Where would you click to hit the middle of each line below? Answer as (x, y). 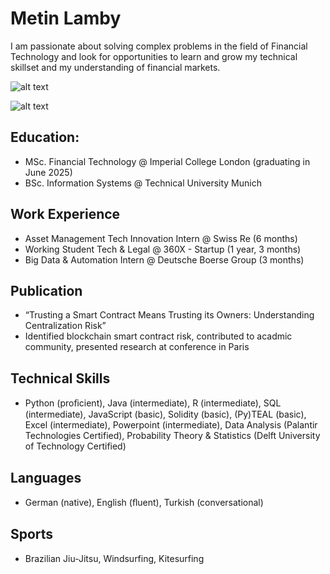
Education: (45, 137)
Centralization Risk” (65, 326)
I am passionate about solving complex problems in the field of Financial (159, 46)
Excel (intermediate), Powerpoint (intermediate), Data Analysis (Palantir (171, 425)
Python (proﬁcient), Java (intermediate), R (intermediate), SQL (153, 403)
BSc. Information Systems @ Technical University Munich (143, 183)
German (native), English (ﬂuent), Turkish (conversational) (144, 502)
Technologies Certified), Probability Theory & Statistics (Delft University (172, 436)
